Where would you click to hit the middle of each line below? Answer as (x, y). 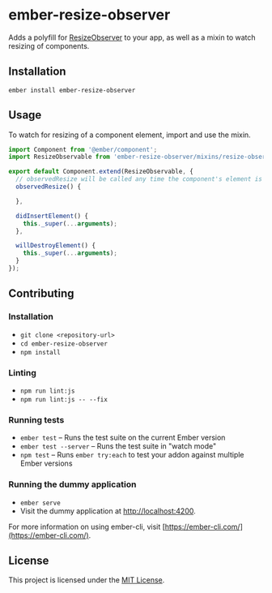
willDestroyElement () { (55, 246)
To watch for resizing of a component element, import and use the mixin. (130, 135)
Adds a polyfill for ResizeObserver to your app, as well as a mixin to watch (132, 37)
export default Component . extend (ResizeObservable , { (101, 172)
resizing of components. (49, 45)
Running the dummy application (72, 484)
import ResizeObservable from (59, 157)
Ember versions (46, 463)
